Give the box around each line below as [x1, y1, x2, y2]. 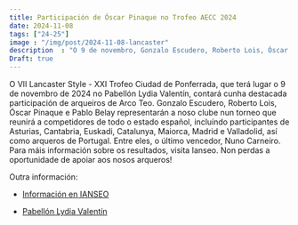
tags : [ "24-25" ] [9, 29, 69, 38]
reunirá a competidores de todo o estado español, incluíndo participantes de [9, 117, 290, 127]
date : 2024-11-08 [9, 21, 74, 30]
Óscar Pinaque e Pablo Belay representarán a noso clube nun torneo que [9, 108, 278, 117]
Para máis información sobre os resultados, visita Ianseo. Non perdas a [9, 145, 270, 156]
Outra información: [9, 172, 78, 182]
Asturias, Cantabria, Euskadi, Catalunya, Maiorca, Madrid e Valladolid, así [9, 126, 278, 136]
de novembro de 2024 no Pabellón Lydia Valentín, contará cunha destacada [9, 88, 287, 99]
